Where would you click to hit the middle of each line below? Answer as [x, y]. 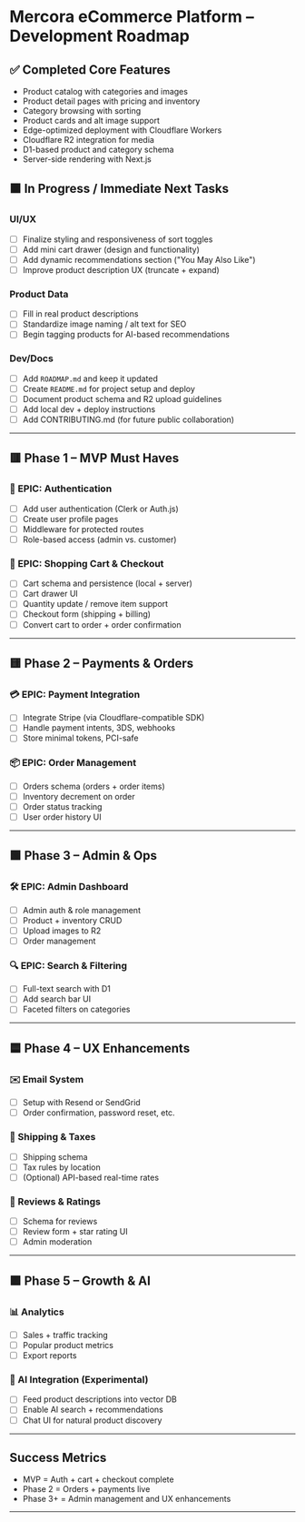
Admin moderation [57, 1242]
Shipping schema [55, 1156]
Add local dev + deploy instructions [89, 409]
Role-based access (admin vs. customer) [99, 539]
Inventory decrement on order [79, 796]
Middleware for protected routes [83, 529]
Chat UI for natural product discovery [92, 1420]
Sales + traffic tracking [65, 1335]
